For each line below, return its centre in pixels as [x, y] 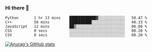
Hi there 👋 [17, 8]
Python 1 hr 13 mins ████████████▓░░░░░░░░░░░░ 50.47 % [76, 18]
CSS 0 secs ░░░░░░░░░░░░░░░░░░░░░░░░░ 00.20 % [76, 31]
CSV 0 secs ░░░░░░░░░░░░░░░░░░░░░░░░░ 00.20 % [76, 35]
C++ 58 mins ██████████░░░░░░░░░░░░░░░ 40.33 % [76, 22]
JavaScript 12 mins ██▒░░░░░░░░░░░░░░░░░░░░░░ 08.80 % [76, 26]
